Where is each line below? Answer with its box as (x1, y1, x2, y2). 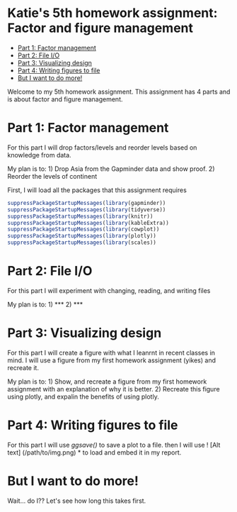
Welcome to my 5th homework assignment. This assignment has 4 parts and (7, 87, 231, 96)
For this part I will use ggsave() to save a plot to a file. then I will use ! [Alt (7, 440, 221, 449)
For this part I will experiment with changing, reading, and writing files (7, 286, 211, 295)
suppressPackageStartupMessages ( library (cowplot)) (7, 226, 160, 233)
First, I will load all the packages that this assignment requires (7, 186, 187, 194)
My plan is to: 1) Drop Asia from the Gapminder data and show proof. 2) (7, 165, 215, 173)
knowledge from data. (7, 150, 72, 159)
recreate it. (7, 363, 39, 372)
